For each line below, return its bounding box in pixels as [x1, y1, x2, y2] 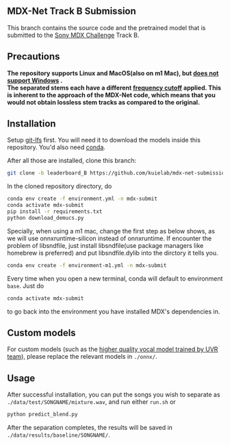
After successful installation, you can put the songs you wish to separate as [7, 390, 220, 399]
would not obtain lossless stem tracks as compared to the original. [7, 98, 201, 106]
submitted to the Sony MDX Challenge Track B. [7, 31, 140, 39]
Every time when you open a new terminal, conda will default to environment [7, 274, 223, 283]
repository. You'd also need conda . [7, 143, 106, 151]
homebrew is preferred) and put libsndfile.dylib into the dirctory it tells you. [7, 249, 218, 257]
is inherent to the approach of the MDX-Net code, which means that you [7, 90, 216, 99]
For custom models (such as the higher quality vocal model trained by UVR [7, 345, 218, 353]
